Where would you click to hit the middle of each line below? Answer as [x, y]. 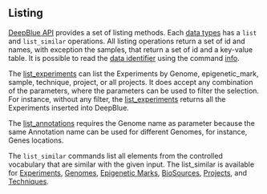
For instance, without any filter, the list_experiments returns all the [117, 99]
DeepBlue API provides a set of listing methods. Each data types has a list [133, 32]
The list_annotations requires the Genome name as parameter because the [131, 123]
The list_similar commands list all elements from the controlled [115, 156]
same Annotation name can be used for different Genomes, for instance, [128, 131]
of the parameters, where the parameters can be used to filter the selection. [133, 91]
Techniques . [29, 181]
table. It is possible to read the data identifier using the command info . [124, 58]
